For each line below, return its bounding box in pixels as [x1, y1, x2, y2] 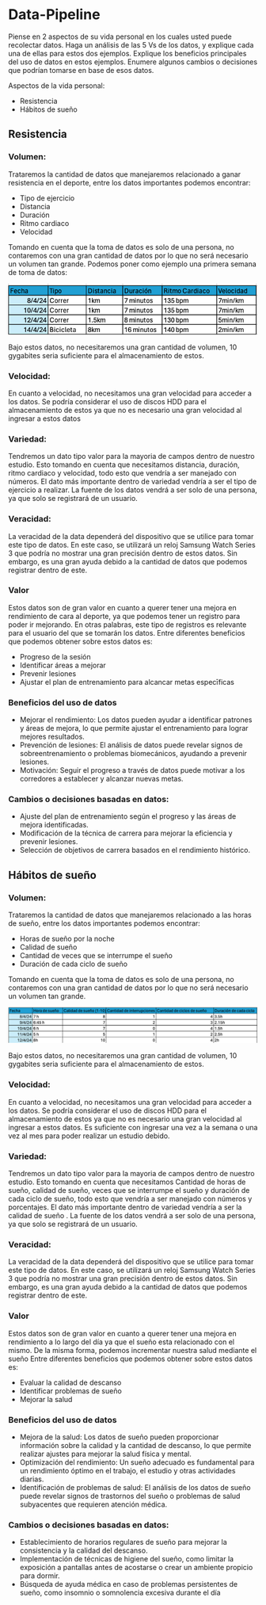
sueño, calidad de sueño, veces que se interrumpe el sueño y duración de [8, 1186, 250, 1195]
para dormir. [19, 1571, 60, 1580]
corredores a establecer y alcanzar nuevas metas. [19, 774, 184, 784]
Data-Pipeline [8, 6, 101, 24]
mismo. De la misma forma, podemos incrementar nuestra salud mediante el [8, 1345, 257, 1355]
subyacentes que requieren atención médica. [19, 1500, 168, 1509]
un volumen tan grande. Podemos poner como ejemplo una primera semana [8, 259, 257, 269]
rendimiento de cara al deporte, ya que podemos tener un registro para [8, 611, 241, 621]
